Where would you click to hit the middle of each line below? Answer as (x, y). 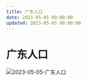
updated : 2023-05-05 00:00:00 (44, 23)
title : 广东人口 (24, 12)
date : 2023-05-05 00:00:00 (40, 17)
